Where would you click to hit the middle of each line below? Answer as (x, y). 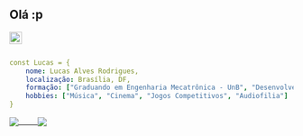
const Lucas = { (40, 62)
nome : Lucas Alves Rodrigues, (83, 71)
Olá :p (26, 15)
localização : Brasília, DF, (78, 79)
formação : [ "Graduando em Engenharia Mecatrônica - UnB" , (137, 88)
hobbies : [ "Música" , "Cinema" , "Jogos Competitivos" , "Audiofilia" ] (157, 96)
